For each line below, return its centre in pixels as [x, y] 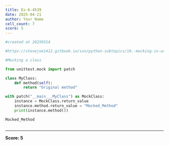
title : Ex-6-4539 [23, 10]
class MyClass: [21, 78]
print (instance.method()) [41, 110]
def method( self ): [33, 83]
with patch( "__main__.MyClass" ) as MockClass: [55, 96]
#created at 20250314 [28, 42]
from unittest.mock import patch [40, 69]
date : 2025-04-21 [23, 14]
